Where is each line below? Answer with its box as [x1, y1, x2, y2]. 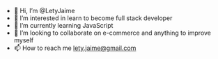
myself [13, 36, 33, 44]
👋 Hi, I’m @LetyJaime [13, 7, 75, 15]
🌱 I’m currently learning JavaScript [13, 22, 114, 29]
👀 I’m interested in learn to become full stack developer [13, 14, 173, 22]
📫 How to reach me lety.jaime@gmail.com [13, 44, 137, 52]
